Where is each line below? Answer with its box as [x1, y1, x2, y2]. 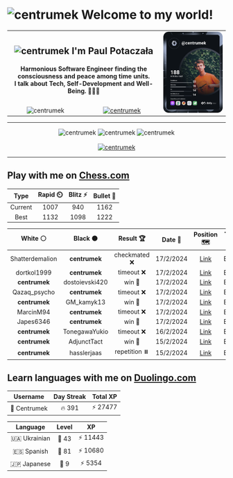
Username [13, 392, 45, 400]
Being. [67, 87, 87, 95]
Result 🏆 [118, 234, 146, 243]
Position [193, 230, 218, 239]
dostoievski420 [63, 278, 108, 287]
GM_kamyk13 [65, 298, 106, 306]
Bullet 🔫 [93, 191, 116, 200]
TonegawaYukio [62, 327, 109, 336]
